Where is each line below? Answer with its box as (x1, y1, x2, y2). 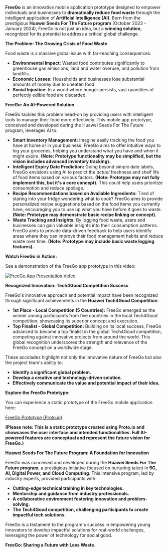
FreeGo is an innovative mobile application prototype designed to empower (5, 5, 161, 10)
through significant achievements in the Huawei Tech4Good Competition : (5, 298, 159, 303)
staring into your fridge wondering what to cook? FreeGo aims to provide (12, 196, 163, 202)
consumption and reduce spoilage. (12, 185, 85, 191)
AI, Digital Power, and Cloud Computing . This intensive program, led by (5, 470, 154, 476)
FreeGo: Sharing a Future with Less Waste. (5, 542, 96, 548)
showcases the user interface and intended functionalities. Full (5, 430, 139, 435)
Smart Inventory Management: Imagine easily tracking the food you (12, 137, 154, 143)
